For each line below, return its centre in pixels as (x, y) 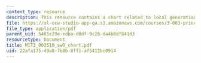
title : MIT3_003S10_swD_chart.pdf (49, 46)
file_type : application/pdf (41, 28)
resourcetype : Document (36, 40)
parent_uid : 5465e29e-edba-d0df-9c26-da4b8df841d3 (71, 34)
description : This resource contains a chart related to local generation (101, 17)
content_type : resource (36, 12)
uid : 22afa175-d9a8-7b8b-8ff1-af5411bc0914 (61, 51)
